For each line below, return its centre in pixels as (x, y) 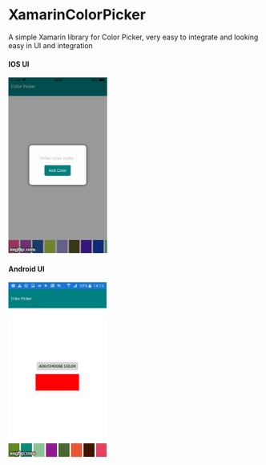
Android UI (27, 269)
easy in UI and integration (51, 45)
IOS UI (19, 64)
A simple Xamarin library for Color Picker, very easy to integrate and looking (133, 37)
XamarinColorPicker (77, 15)
